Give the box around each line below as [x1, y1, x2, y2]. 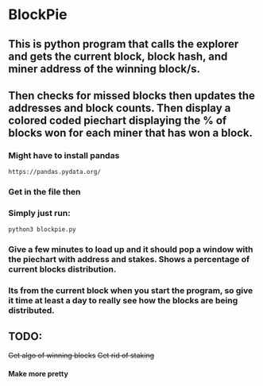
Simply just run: [8, 208, 71, 219]
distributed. [8, 305, 55, 316]
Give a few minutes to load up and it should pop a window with [8, 244, 253, 255]
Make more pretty [8, 369, 69, 378]
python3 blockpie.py [8, 226, 77, 234]
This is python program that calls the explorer [8, 37, 239, 51]
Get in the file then [8, 187, 81, 198]
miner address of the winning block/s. [8, 62, 201, 75]
